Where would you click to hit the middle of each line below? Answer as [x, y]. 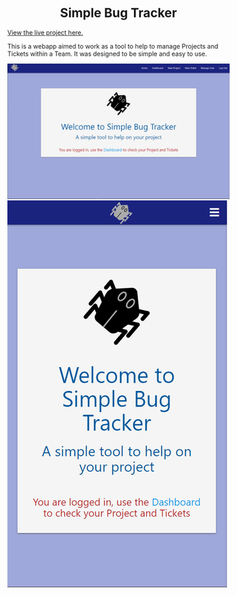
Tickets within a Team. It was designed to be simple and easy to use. [107, 54]
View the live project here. [45, 32]
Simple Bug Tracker [119, 13]
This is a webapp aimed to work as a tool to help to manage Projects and [113, 46]
